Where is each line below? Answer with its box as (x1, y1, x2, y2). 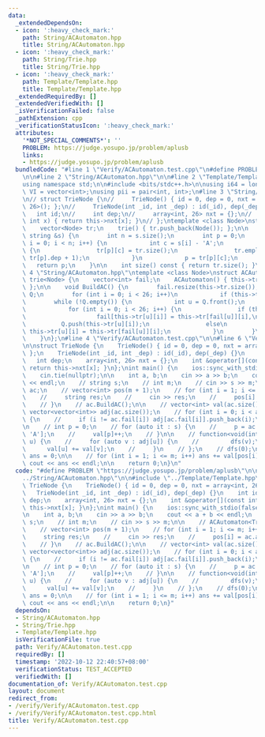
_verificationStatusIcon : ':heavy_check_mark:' (15, 122, 175, 130)
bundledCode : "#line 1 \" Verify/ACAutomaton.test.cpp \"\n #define (15, 166, 235, 174)
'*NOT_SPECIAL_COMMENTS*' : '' (22, 136, 122, 145)
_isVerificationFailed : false (15, 107, 114, 115)
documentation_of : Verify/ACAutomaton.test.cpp (8, 680, 168, 688)
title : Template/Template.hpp (22, 85, 122, 93)
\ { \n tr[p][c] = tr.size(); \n (22, 246, 178, 254)
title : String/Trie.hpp (22, 63, 101, 71)
